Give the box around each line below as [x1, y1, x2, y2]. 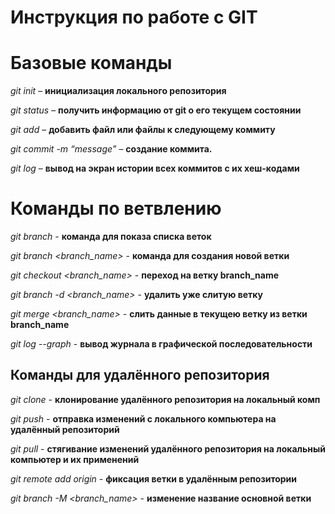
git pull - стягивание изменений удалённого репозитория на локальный [10, 442, 326, 455]
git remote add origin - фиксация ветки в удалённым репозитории [10, 472, 298, 485]
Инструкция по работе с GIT [10, 6, 258, 29]
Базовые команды [10, 52, 173, 75]
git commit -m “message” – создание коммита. [10, 143, 213, 155]
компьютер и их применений [10, 453, 140, 465]
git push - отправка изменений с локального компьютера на [10, 412, 277, 425]
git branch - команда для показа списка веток [10, 231, 212, 243]
